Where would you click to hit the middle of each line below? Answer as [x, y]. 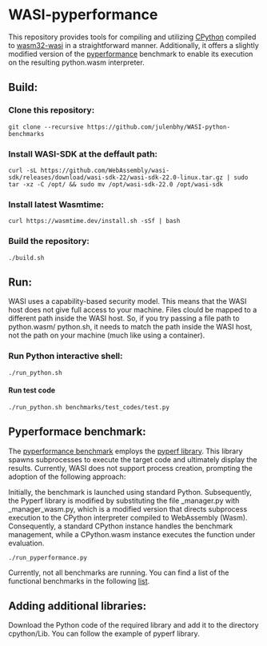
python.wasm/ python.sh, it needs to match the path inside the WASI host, [130, 327]
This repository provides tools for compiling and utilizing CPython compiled [132, 37]
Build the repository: [49, 241]
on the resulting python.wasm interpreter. [77, 62]
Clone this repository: [52, 110]
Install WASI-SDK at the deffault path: [83, 154]
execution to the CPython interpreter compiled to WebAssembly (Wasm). [128, 517]
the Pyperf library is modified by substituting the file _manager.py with [124, 500]
